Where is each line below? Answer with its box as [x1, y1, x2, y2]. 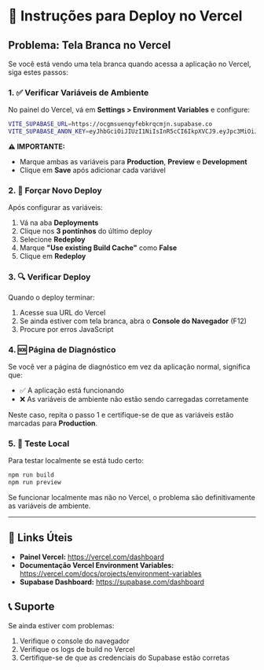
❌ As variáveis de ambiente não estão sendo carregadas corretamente [19, 394, 249, 403]
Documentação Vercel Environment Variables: [19, 560, 174, 569]
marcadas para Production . [8, 418, 98, 428]
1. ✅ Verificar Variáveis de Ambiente [8, 87, 149, 98]
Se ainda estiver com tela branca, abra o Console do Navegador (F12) [19, 316, 247, 326]
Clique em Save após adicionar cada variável [19, 165, 167, 175]
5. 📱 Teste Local [8, 438, 70, 449]
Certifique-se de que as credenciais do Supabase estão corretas [19, 653, 230, 662]
